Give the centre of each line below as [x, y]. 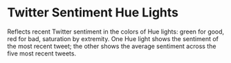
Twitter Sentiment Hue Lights [93, 13]
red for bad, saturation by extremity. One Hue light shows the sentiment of [113, 38]
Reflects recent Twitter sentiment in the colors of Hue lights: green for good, [116, 32]
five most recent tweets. [42, 53]
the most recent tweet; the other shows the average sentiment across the [112, 46]
